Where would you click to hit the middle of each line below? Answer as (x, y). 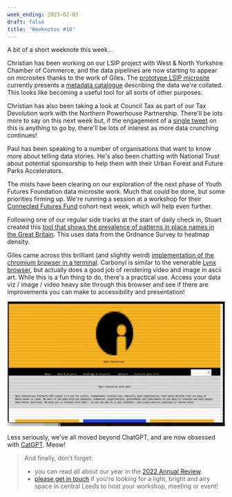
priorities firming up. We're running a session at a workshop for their (104, 199)
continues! (22, 136)
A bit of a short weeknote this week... (60, 50)
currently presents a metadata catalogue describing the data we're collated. (115, 85)
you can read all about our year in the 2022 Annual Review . (118, 471)
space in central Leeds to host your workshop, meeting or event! (126, 486)
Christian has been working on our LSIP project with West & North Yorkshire (115, 63)
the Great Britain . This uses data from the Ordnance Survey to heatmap (108, 235)
